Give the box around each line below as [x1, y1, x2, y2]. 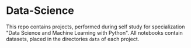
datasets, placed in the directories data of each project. [6, 35, 140, 42]
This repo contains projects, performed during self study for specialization [6, 23, 185, 30]
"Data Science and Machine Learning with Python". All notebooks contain [6, 29, 183, 36]
